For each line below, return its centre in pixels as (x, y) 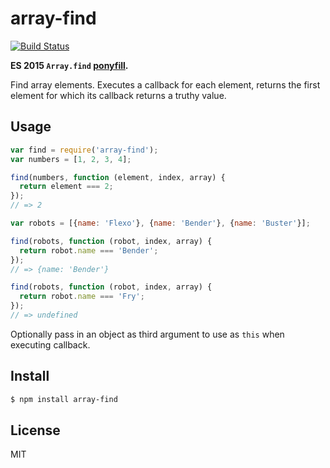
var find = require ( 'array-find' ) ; (84, 150)
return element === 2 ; (66, 187)
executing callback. (50, 344)
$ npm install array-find (64, 399)
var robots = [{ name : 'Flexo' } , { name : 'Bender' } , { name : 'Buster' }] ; (160, 223)
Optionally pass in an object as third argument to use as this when (147, 334)
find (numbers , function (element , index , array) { (118, 177)
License (35, 430)
